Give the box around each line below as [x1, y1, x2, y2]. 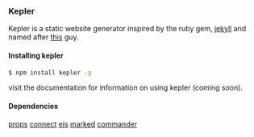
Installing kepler [8, 50, 64, 60]
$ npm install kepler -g [8, 68, 92, 77]
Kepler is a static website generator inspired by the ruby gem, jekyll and [8, 24, 247, 34]
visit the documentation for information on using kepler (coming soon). [8, 83, 244, 93]
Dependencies [8, 101, 59, 111]
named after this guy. [8, 32, 79, 42]
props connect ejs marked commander [8, 119, 138, 129]
